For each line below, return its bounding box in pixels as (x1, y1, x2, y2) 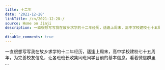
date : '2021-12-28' (5, 12, 45, 17)
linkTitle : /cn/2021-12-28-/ (5, 16, 65, 21)
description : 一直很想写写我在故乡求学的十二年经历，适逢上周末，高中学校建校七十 (5, 25, 155, 30)
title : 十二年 (5, 7, 32, 12)
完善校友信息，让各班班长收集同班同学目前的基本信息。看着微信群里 (18, 54, 156, 60)
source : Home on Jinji (5, 21, 52, 26)
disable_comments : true (5, 35, 54, 40)
